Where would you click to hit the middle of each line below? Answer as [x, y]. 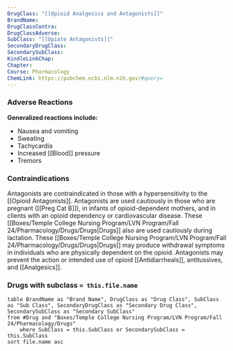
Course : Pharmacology [39, 71]
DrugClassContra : [32, 26]
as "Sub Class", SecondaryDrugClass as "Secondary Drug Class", [102, 306]
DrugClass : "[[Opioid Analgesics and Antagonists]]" [85, 14]
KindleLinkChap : [31, 59]
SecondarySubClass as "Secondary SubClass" [71, 312]
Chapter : [20, 65]
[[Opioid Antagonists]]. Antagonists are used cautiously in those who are [111, 200]
